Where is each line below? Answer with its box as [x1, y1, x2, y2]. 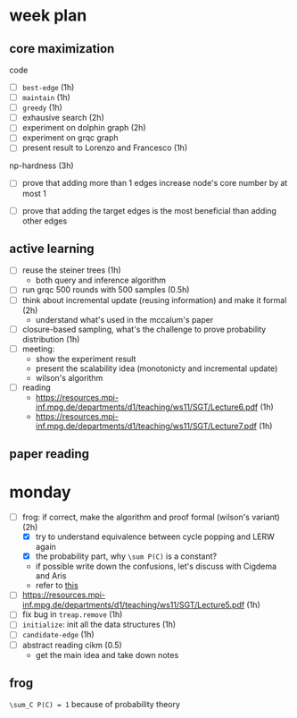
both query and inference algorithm [35, 275, 167, 286]
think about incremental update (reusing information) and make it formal [21, 294, 287, 305]
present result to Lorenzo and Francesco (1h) [21, 142, 188, 153]
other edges [21, 215, 68, 226]
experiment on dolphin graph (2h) [21, 122, 146, 133]
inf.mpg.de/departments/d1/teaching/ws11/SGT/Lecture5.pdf [21, 600, 245, 611]
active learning [9, 241, 95, 256]
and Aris [35, 570, 67, 581]
